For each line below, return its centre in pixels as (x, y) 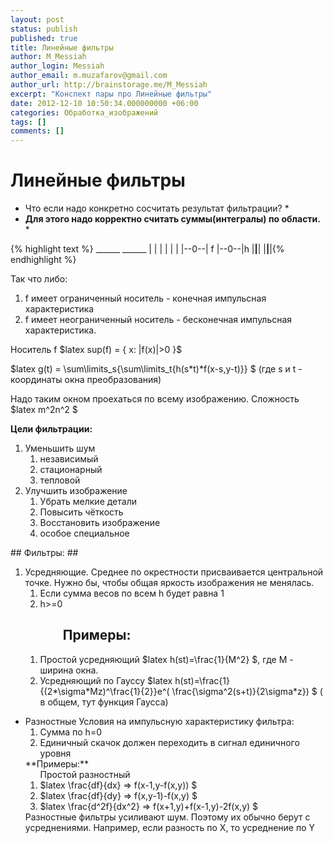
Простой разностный (85, 774)
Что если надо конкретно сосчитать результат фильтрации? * (157, 208)
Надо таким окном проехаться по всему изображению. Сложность (155, 399)
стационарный (71, 470)
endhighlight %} (43, 260)
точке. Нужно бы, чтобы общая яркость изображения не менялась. (169, 583)
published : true (44, 38)
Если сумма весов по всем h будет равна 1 (132, 593)
